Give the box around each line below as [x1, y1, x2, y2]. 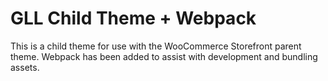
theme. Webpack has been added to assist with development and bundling [10, 50, 318, 62]
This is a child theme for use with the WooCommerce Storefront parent [10, 40, 302, 52]
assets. [10, 61, 40, 73]
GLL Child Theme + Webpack [10, 7, 257, 30]
